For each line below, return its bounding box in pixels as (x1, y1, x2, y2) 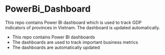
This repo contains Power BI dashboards (12, 34, 95, 40)
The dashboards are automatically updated (12, 44, 100, 50)
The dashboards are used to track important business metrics (12, 39, 138, 45)
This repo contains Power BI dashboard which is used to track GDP (5, 19, 142, 25)
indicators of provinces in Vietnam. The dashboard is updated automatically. (5, 24, 161, 30)
